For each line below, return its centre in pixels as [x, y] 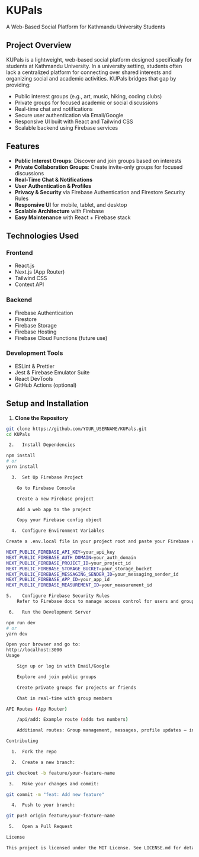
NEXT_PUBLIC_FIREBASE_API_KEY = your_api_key [61, 552]
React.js [25, 266]
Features [23, 147]
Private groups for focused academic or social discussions [86, 102]
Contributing [22, 741]
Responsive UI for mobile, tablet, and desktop [71, 204]
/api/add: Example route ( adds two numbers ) [73, 720]
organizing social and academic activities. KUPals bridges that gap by [91, 78]
